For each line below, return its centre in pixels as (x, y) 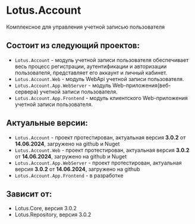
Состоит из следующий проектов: (73, 46)
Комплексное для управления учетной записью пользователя (86, 27)
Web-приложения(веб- (141, 85)
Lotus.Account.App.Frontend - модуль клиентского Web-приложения (101, 98)
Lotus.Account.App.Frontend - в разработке (69, 175)
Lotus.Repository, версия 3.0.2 (53, 214)
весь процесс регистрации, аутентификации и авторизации (91, 66)
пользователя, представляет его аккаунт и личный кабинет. (91, 73)
